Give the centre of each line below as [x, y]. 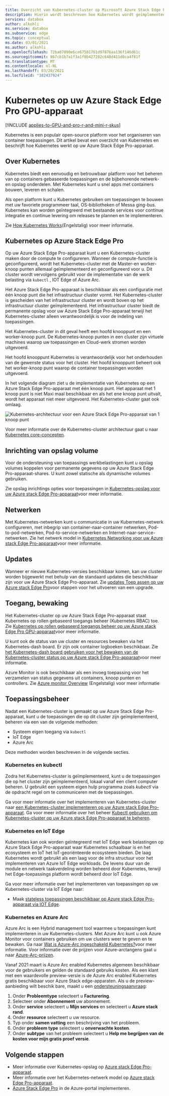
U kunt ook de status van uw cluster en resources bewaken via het [74, 641]
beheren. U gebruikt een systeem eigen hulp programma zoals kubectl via [82, 787]
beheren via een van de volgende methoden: [52, 722]
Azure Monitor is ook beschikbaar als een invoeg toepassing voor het [77, 672]
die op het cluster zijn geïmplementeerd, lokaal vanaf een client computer [81, 781]
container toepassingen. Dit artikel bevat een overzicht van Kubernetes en [82, 140]
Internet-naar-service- [132, 533]
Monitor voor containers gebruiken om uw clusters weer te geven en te [79, 939]
